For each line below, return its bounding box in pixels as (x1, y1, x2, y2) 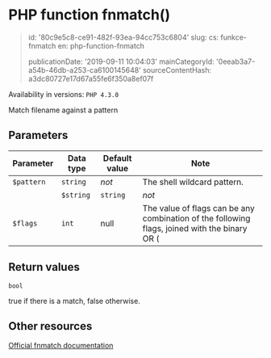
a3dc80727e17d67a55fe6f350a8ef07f (27, 74, 154, 83)
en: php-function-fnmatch (57, 40, 145, 50)
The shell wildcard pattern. (142, 176, 244, 187)
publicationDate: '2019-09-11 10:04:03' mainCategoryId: (27, 57, 215, 66)
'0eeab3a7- (216, 57, 256, 66)
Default (102, 152, 132, 163)
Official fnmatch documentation (8, 341, 114, 351)
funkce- (220, 32, 248, 42)
